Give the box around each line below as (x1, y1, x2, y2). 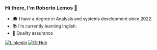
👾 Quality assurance (12, 30, 53, 36)
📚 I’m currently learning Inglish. (12, 23, 77, 29)
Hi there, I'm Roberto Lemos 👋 (5, 4, 78, 11)
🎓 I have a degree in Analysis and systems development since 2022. (12, 16, 153, 22)
